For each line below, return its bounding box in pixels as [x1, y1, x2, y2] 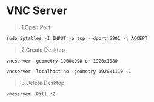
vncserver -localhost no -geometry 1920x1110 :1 [6, 68, 132, 75]
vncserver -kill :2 [6, 90, 56, 97]
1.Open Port [21, 24, 50, 31]
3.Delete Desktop [21, 79, 65, 86]
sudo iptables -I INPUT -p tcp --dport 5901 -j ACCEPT [6, 35, 148, 41]
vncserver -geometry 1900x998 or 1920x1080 [6, 58, 118, 64]
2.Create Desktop [21, 46, 65, 53]
